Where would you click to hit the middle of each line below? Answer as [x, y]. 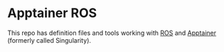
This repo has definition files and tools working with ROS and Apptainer [112, 33]
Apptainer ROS [52, 13]
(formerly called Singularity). [49, 40]
